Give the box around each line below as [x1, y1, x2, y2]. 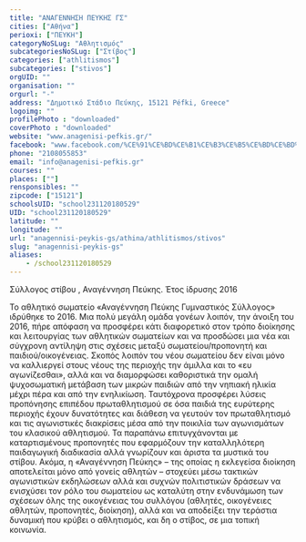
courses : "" [9, 166, 55, 175]
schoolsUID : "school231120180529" [9, 199, 141, 210]
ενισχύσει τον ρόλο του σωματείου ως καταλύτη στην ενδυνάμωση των [9, 486, 284, 496]
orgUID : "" [9, 73, 51, 82]
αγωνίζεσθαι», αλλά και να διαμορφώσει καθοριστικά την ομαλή [9, 370, 259, 380]
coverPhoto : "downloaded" [9, 124, 112, 133]
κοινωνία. [9, 525, 47, 535]
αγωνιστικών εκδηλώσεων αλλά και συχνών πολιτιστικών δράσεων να [9, 476, 281, 486]
